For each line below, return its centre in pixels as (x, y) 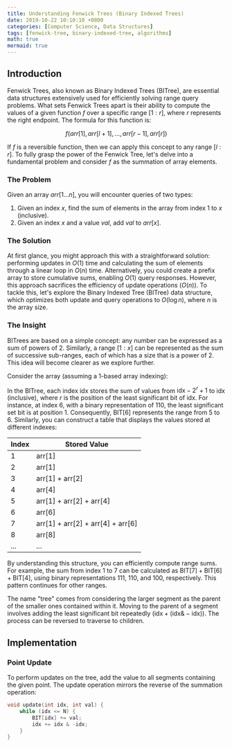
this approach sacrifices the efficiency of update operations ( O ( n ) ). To (107, 285)
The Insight (27, 325)
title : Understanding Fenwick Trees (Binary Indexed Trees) (96, 14)
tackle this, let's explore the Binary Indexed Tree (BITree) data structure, (110, 292)
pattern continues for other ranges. (57, 586)
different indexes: (32, 428)
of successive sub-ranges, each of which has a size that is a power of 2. (111, 355)
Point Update (29, 662)
